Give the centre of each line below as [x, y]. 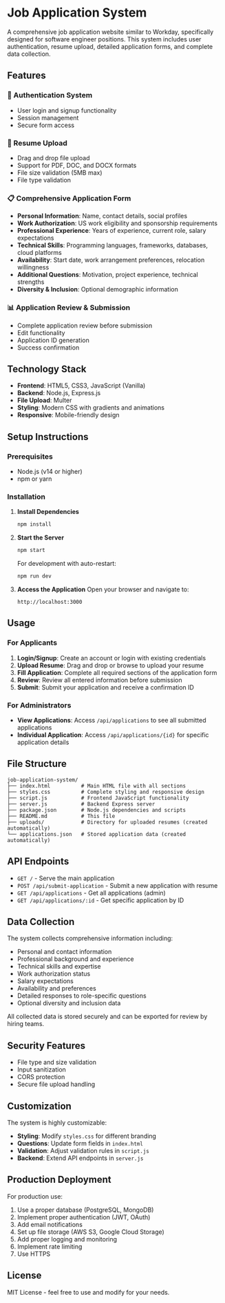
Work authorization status [54, 974]
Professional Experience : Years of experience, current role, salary [111, 231]
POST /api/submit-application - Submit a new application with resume [117, 885]
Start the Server [40, 538]
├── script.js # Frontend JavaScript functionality [98, 798]
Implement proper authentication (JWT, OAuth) [84, 1217]
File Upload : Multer [44, 400]
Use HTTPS [34, 1254]
